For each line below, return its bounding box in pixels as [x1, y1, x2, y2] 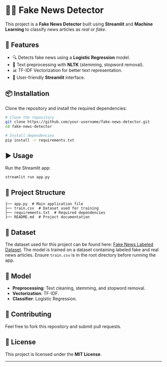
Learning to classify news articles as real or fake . [5, 26, 107, 32]
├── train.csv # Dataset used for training [5, 206, 99, 211]
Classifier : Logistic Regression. [12, 296, 77, 302]
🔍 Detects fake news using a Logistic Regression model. [12, 54, 130, 60]
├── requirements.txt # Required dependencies [5, 210, 106, 215]
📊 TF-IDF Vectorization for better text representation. [12, 67, 123, 73]
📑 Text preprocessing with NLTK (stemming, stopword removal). [12, 61, 144, 67]
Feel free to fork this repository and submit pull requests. [5, 323, 122, 329]
